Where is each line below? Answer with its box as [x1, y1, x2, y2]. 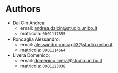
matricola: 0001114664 [20, 47, 66, 53]
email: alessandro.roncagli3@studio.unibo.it [20, 41, 113, 47]
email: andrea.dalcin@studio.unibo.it [20, 25, 98, 31]
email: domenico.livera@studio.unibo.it [20, 57, 102, 63]
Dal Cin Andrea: [12, 20, 46, 26]
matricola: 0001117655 [20, 30, 66, 36]
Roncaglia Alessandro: [12, 36, 60, 42]
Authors [5, 3, 41, 15]
